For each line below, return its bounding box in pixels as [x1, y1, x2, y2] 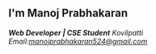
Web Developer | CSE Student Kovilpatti [8, 27, 144, 37]
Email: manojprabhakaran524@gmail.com [8, 36, 148, 46]
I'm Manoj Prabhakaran [8, 6, 128, 20]
